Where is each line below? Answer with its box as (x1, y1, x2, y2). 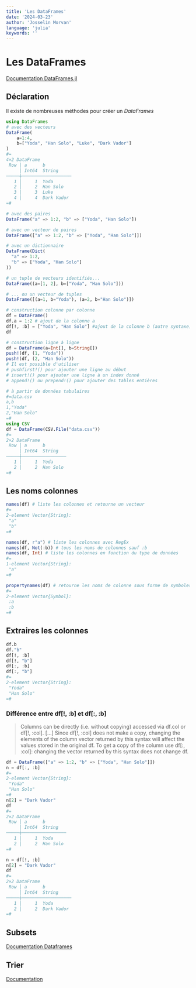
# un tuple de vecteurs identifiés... (6, 275, 100, 281)
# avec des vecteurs (6, 124, 57, 130)
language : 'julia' (6, 25, 51, 31)
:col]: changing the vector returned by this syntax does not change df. (20, 747, 189, 755)
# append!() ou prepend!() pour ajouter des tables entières (6, 378, 158, 383)
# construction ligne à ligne (6, 339, 80, 345)
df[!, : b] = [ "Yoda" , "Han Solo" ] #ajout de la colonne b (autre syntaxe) (6, 323, 192, 330)
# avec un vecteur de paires (6, 227, 77, 233)
